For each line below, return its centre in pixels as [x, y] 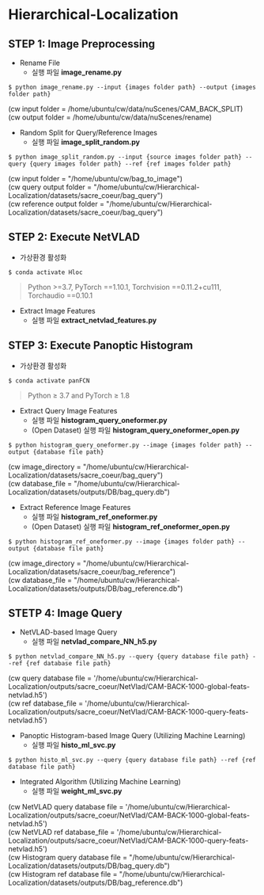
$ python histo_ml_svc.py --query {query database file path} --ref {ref [132, 760]
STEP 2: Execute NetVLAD [74, 237]
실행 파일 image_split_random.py [86, 142]
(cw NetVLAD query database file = [66, 807]
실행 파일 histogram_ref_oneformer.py [94, 516]
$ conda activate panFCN [49, 381]
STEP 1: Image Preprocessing [82, 44]
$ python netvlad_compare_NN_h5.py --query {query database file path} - [132, 657]
